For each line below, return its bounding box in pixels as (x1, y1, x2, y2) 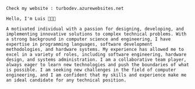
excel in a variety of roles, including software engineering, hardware (6, 52, 187, 57)
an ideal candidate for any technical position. (6, 77, 127, 83)
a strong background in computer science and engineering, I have (6, 36, 171, 42)
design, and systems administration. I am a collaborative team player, (6, 57, 187, 63)
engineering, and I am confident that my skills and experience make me (6, 72, 187, 78)
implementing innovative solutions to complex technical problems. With (6, 31, 187, 37)
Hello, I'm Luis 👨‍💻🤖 (6, 16, 57, 22)
